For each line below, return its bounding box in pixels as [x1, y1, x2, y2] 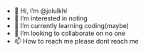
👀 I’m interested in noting [14, 14, 88, 22]
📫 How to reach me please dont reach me [14, 37, 139, 45]
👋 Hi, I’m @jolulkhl [14, 7, 68, 15]
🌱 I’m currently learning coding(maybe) [14, 22, 130, 30]
